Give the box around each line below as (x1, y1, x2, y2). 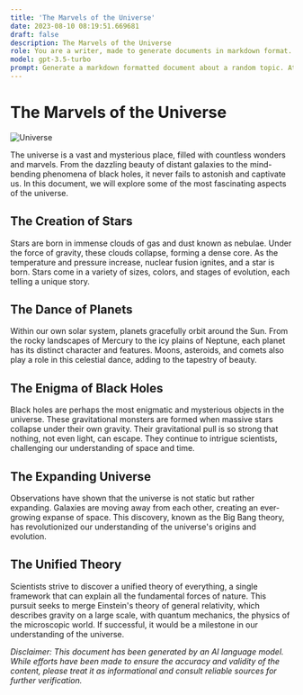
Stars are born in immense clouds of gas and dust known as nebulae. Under (10, 238, 292, 248)
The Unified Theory (10, 557, 122, 573)
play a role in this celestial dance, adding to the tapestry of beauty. (10, 355, 257, 366)
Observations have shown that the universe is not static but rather (10, 492, 255, 504)
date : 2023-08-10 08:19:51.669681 (10, 22, 140, 31)
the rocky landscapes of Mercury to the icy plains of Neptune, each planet (10, 335, 286, 347)
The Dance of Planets (10, 302, 133, 318)
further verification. (10, 674, 83, 685)
